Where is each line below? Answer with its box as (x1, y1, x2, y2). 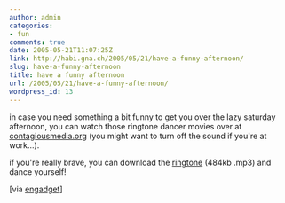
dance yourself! (9, 166, 67, 177)
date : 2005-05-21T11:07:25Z (9, 46, 114, 55)
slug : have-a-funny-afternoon (9, 63, 122, 72)
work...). (9, 139, 40, 151)
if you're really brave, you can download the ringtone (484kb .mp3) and (9, 157, 272, 168)
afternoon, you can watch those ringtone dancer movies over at (9, 121, 242, 131)
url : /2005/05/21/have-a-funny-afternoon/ (9, 79, 169, 88)
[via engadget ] (9, 183, 64, 194)
